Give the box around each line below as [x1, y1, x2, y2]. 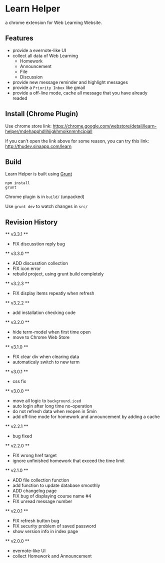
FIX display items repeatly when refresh [12, 290, 94, 296]
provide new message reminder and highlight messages [12, 79, 128, 85]
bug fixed [12, 433, 32, 439]
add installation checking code [12, 309, 76, 315]
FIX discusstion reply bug [12, 241, 65, 247]
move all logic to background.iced [12, 398, 81, 404]
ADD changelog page [12, 488, 57, 494]
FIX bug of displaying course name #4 [12, 493, 91, 499]
